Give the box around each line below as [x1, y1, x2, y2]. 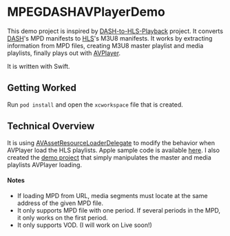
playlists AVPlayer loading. [7, 160, 83, 169]
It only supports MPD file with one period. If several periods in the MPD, [17, 206, 221, 214]
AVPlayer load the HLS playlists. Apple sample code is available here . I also [7, 146, 220, 154]
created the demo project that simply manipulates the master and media [7, 153, 211, 162]
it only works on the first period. [17, 213, 108, 222]
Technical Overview [7, 120, 95, 132]
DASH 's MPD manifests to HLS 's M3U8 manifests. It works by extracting [7, 34, 213, 42]
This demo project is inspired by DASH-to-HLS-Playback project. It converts [7, 27, 224, 35]
